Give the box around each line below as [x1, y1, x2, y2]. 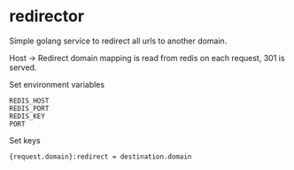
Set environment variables [9, 79, 104, 89]
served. [9, 62, 37, 73]
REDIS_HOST [9, 96, 50, 105]
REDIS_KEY [9, 112, 46, 120]
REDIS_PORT [9, 104, 50, 112]
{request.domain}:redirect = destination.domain [9, 152, 192, 161]
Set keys [9, 135, 42, 145]
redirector [9, 6, 85, 27]
